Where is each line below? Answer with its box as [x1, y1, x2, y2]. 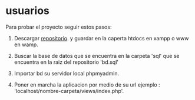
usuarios [5, 4, 49, 18]
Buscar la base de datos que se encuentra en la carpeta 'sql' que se [14, 52, 180, 59]
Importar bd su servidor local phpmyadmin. [14, 70, 119, 77]
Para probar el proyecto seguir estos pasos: [5, 23, 112, 30]
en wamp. [14, 41, 39, 48]
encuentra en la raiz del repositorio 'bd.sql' [14, 58, 119, 65]
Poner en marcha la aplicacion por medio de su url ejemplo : [14, 81, 160, 88]
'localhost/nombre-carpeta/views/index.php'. [14, 87, 124, 94]
